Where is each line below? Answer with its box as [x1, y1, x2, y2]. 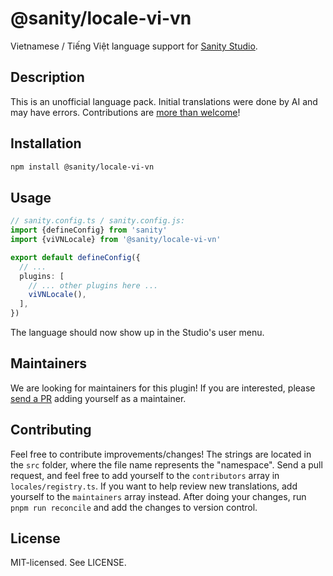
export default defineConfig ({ [10, 252, 141, 262]
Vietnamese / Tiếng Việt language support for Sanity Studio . [10, 40, 258, 52]
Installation [10, 135, 82, 152]
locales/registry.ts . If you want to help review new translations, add [10, 480, 298, 492]
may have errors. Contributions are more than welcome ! [10, 106, 241, 118]
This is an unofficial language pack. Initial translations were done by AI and [10, 95, 318, 107]
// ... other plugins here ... [28, 280, 159, 291]
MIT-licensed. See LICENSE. [10, 557, 127, 569]
